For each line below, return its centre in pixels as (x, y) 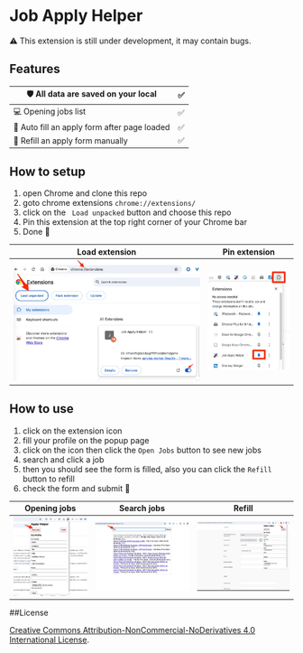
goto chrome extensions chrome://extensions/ (109, 203)
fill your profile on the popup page (86, 440)
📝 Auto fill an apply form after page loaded (92, 127)
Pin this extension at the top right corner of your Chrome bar (135, 222)
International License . (50, 640)
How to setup (47, 171)
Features (35, 69)
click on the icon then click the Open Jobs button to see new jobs (142, 450)
